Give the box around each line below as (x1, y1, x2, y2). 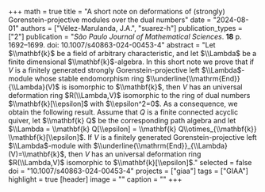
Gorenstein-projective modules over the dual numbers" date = (8, 15, 212, 24)
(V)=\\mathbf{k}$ (8, 149, 65, 159)
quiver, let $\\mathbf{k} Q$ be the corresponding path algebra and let (8, 116, 236, 125)
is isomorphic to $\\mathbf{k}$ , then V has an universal (61, 82, 243, 92)
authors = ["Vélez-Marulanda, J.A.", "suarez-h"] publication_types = (20, 24, 244, 32)
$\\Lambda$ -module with (8, 141, 92, 150)
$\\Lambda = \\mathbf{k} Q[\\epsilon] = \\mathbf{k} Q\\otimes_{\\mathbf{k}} (8, 124, 257, 134)
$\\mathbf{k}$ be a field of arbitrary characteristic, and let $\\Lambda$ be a (8, 49, 257, 58)
